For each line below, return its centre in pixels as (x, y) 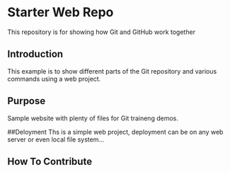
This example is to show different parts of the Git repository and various (112, 71)
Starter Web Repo (61, 12)
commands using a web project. (54, 79)
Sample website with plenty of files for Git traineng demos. (93, 118)
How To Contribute (50, 161)
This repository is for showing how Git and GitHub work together (102, 32)
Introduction (35, 54)
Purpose (27, 101)
